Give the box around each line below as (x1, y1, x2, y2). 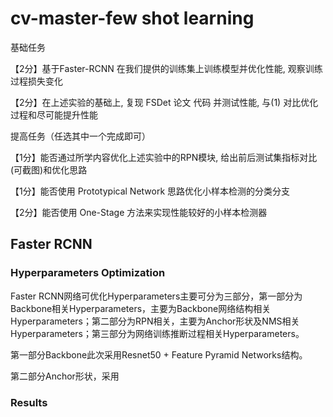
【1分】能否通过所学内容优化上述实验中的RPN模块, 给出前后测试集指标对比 (10, 151, 318, 163)
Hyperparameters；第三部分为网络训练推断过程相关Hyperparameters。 (10, 327, 305, 339)
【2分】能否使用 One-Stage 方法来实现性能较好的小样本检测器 (10, 206, 268, 218)
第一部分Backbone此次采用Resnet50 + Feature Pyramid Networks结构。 (10, 348, 308, 361)
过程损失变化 (10, 75, 63, 87)
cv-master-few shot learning (10, 7, 255, 30)
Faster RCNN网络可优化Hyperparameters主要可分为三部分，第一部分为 (10, 290, 303, 302)
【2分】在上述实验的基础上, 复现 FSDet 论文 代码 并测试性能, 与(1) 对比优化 (10, 96, 319, 108)
